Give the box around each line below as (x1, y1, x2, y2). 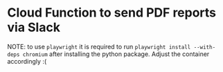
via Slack (7, 19, 61, 35)
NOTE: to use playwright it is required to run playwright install (7, 42, 191, 51)
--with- (193, 44, 216, 51)
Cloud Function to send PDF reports (7, 5, 217, 21)
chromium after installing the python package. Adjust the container (22, 50, 210, 58)
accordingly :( (7, 57, 47, 65)
